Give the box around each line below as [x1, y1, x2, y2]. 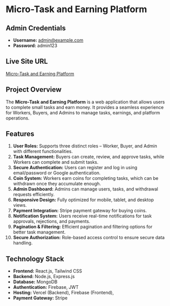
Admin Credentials [6, 24, 66, 32]
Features [6, 130, 34, 138]
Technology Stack [6, 254, 64, 263]
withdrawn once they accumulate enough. [13, 181, 101, 187]
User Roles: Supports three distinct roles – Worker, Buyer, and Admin [13, 143, 157, 149]
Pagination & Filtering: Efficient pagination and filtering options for [13, 224, 153, 230]
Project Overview [6, 85, 62, 94]
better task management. [13, 229, 66, 235]
